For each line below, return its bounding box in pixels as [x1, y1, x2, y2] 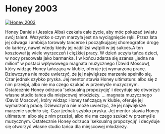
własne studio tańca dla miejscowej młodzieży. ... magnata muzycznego [5, 92, 152, 98]
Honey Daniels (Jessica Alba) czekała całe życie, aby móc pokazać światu [5, 29, 157, 35]
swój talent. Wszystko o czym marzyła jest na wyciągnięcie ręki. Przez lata [5, 34, 158, 40]
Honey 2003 [5, 3, 58, 14]
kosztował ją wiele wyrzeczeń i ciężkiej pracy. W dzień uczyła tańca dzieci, [5, 50, 159, 56]
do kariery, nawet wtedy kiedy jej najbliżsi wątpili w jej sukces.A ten [5, 45, 143, 50]
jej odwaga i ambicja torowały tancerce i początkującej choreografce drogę [5, 39, 159, 45]
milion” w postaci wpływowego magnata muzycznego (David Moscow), [5, 60, 151, 66]
